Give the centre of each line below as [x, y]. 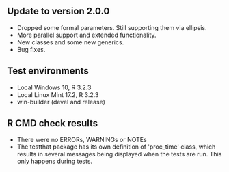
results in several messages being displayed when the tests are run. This [119, 154]
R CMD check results [53, 123]
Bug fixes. [31, 49]
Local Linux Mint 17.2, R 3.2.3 [58, 94]
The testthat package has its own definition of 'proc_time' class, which [116, 147]
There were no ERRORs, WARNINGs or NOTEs [82, 140]
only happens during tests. [55, 161]
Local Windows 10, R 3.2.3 [54, 87]
